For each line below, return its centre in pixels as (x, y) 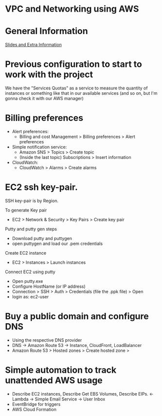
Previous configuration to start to (73, 64)
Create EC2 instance (26, 253)
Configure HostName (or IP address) (49, 286)
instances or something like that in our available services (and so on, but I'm (81, 93)
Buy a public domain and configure (77, 316)
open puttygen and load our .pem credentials (57, 243)
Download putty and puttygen (42, 238)
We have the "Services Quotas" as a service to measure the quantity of (76, 88)
